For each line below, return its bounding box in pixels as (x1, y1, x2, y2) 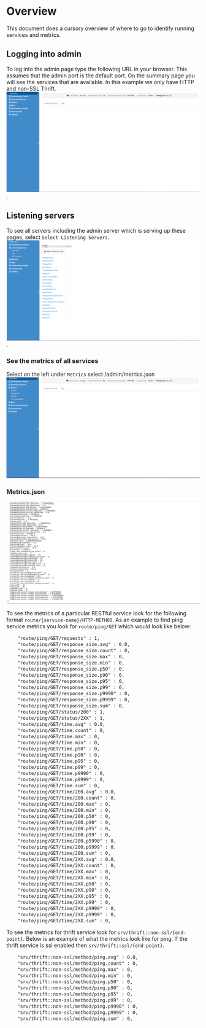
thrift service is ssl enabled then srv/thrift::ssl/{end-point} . (6, 941, 164, 949)
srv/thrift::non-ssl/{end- (117, 930, 186, 936)
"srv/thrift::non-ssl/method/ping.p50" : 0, (17, 979, 133, 985)
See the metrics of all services (6, 356, 99, 365)
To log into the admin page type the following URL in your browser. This (6, 65, 188, 72)
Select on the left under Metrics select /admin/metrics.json (6, 370, 155, 378)
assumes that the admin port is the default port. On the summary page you (6, 72, 195, 79)
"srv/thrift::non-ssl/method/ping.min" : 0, (17, 973, 133, 979)
